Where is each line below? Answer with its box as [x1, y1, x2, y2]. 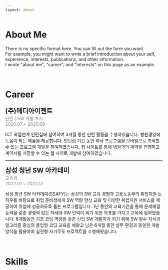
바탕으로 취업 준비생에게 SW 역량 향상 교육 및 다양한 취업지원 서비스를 [18, 197, 155, 203]
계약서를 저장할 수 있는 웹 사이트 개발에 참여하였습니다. [5, 150, 112, 156]
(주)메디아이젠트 [5, 106, 53, 115]
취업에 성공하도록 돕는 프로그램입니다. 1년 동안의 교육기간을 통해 [18, 203, 143, 209]
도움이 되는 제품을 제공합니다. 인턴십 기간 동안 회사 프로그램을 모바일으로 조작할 [5, 137, 160, 143]
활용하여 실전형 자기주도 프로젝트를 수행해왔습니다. [18, 228, 117, 234]
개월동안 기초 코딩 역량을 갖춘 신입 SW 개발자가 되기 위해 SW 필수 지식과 [18, 216, 160, 222]
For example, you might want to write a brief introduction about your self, [5, 51, 155, 57]
